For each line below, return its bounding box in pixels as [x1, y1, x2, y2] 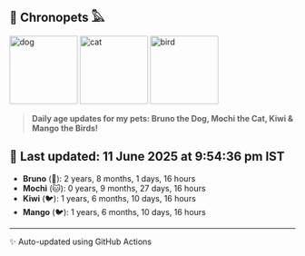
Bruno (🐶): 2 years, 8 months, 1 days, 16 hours [22, 172, 196, 183]
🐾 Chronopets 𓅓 [9, 10, 105, 25]
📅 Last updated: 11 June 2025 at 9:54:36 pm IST [9, 149, 285, 164]
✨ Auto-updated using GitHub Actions [9, 236, 152, 247]
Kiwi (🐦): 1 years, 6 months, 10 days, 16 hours [22, 192, 197, 203]
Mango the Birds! [31, 123, 98, 133]
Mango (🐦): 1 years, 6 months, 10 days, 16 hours [22, 206, 206, 217]
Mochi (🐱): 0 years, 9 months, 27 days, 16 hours [22, 182, 206, 193]
